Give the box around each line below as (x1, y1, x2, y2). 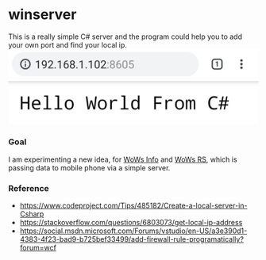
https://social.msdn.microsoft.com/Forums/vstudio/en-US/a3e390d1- (19, 226, 248, 235)
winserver (8, 6, 77, 24)
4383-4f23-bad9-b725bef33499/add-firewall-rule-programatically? (19, 235, 245, 244)
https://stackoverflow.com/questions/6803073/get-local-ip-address (19, 218, 243, 227)
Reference (8, 182, 49, 193)
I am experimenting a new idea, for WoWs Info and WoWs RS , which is (8, 155, 237, 164)
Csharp (19, 209, 44, 219)
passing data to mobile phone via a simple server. (8, 162, 171, 172)
